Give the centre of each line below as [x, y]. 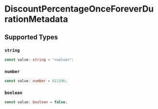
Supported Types [31, 37]
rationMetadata [36, 19]
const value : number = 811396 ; [36, 81]
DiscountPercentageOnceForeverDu [79, 9]
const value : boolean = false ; [36, 102]
